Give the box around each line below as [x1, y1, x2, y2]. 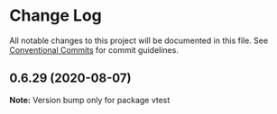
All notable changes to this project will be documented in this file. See [9, 35, 269, 46]
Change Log [9, 5, 102, 26]
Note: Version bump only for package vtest [9, 94, 171, 105]
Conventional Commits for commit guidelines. [9, 44, 179, 55]
